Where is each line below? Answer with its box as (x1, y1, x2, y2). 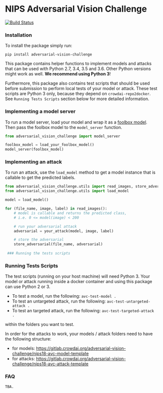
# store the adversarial (14, 237, 64, 242)
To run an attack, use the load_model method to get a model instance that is (5, 169, 156, 176)
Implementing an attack (5, 159, 62, 165)
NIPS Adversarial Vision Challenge (5, 3, 147, 15)
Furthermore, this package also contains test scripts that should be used (5, 80, 150, 86)
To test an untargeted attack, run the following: (12, 298, 106, 304)
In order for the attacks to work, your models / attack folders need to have (5, 331, 153, 337)
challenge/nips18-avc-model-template (12, 351, 89, 357)
